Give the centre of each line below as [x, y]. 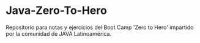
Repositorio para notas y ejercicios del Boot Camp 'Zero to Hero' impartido [100, 27]
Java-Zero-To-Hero [57, 11]
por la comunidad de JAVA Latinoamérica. [58, 33]
